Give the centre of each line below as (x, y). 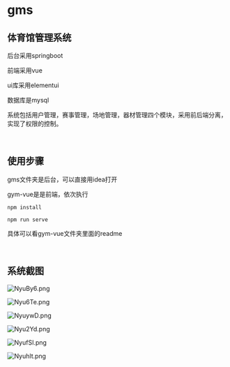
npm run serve (28, 219)
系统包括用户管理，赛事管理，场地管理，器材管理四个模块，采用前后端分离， (117, 115)
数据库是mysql (28, 100)
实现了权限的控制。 (35, 123)
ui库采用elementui (33, 85)
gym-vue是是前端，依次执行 (48, 194)
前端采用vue (25, 70)
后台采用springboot (35, 55)
